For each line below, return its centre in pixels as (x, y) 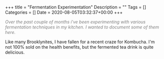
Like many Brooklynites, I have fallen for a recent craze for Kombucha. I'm (80, 42)
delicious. (15, 52)
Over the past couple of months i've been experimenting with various (75, 22)
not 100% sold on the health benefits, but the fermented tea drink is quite (79, 47)
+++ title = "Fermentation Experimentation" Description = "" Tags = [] (76, 7)
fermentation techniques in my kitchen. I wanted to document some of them (82, 27)
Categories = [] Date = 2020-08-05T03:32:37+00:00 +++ (64, 12)
